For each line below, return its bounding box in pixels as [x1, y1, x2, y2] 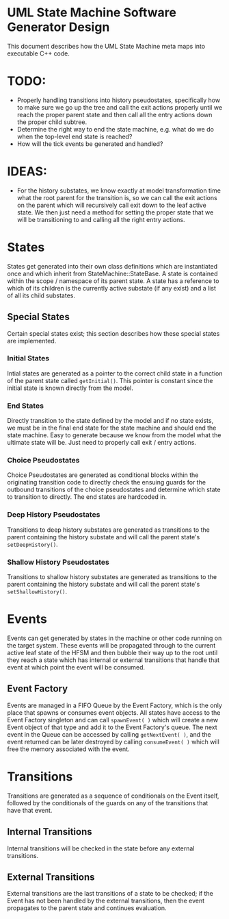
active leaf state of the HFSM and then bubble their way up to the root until [7, 648, 218, 657]
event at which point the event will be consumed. [7, 663, 146, 671]
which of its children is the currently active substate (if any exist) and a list [7, 284, 217, 292]
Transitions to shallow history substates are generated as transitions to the [7, 573, 217, 581]
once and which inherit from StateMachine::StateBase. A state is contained [7, 269, 218, 278]
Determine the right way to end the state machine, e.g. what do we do [16, 125, 214, 133]
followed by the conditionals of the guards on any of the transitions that [7, 798, 208, 807]
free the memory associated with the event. [7, 745, 130, 753]
